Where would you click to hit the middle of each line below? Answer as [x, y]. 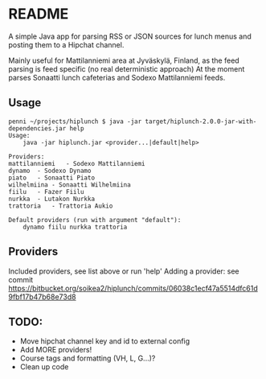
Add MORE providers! [56, 350]
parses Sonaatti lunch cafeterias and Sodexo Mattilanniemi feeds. [117, 77]
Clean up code [44, 367]
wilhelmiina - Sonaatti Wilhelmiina [70, 185]
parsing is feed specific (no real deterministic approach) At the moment [127, 68]
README [39, 14]
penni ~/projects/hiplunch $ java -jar [75, 122]
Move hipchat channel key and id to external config [105, 341]
